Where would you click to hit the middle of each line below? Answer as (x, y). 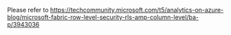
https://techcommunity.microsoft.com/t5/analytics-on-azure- (137, 10)
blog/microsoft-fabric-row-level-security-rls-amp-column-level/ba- (103, 17)
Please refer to (28, 10)
